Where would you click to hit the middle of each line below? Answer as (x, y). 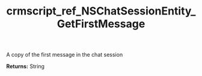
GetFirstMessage (101, 24)
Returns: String (26, 66)
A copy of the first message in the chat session (65, 55)
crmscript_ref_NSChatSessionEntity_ (101, 11)
